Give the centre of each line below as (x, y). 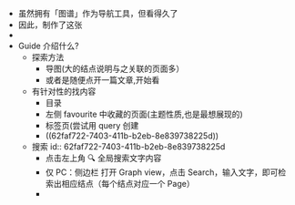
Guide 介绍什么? (48, 46)
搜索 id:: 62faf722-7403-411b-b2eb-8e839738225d (128, 147)
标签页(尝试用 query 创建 (92, 125)
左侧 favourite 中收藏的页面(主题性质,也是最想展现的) (144, 114)
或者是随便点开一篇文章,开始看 (102, 80)
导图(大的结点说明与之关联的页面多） (115, 68)
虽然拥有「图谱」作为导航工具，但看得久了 (98, 13)
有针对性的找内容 (64, 91)
